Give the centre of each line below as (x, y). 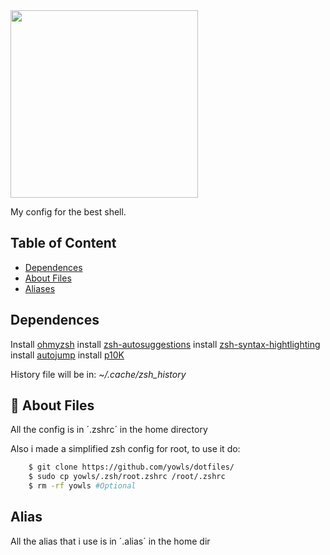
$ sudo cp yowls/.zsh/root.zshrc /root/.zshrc (127, 477)
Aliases (40, 288)
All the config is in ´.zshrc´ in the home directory (109, 430)
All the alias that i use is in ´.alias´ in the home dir (110, 541)
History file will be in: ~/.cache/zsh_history (98, 374)
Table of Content (63, 243)
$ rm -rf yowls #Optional (82, 486)
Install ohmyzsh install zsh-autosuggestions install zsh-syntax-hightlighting (165, 344)
